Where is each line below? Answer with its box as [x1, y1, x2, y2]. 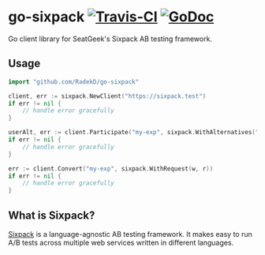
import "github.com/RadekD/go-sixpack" [8, 77, 140, 86]
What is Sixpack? [8, 208, 95, 222]
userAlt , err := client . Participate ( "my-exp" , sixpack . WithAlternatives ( [8, 129, 256, 137]
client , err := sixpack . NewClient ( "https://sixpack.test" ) [8, 92, 207, 100]
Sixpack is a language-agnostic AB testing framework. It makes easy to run [8, 229, 252, 238]
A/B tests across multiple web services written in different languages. [8, 238, 234, 247]
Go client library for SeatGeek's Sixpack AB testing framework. [8, 34, 213, 43]
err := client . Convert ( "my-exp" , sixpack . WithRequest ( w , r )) [8, 164, 214, 173]
